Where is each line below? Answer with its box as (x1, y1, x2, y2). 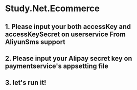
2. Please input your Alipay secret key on (5, 54, 132, 63)
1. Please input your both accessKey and (5, 22, 131, 31)
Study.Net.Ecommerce (5, 3, 100, 14)
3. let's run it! (5, 79, 46, 87)
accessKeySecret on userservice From (5, 30, 126, 38)
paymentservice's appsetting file (5, 62, 109, 70)
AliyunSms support (5, 38, 66, 46)
